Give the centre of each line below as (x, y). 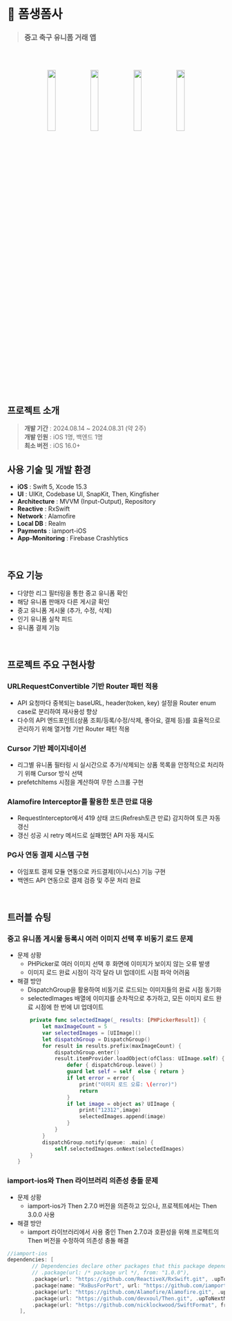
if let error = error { (101, 1078)
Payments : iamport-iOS (52, 531)
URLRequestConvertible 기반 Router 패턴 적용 (83, 686)
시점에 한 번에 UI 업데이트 (69, 1007)
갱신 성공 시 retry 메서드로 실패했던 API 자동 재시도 (86, 835)
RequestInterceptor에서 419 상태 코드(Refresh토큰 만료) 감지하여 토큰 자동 (119, 818)
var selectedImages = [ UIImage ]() (92, 1033)
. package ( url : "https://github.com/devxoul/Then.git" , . (115, 1298)
